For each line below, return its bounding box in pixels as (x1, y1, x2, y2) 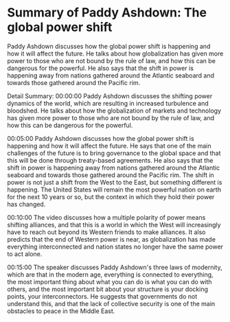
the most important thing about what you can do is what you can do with (7, 277, 212, 286)
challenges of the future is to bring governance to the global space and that (7, 149, 221, 157)
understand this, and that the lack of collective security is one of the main (7, 299, 216, 308)
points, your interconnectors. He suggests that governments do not (7, 292, 198, 300)
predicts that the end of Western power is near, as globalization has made (7, 235, 216, 243)
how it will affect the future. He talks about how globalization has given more (7, 49, 224, 58)
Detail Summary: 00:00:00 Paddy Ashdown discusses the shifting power (7, 91, 213, 100)
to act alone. (7, 249, 43, 258)
